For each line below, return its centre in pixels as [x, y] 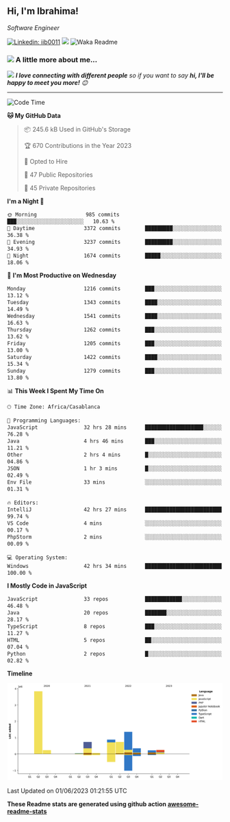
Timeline [20, 673]
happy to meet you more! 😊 [48, 83]
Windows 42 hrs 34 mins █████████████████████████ [115, 566]
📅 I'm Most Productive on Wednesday [62, 275]
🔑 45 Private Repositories [60, 188]
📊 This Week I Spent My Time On [55, 391]
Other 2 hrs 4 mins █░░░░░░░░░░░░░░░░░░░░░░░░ [115, 455]
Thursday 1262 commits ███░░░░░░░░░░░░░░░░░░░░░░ [115, 330]
